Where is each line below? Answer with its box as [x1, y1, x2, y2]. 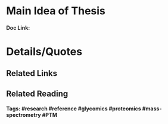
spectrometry [6, 112, 41, 119]
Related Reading [6, 88, 69, 98]
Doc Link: [6, 24, 30, 31]
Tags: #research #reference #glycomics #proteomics [6, 105, 141, 112]
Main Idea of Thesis [6, 4, 106, 18]
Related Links [6, 68, 58, 78]
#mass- [142, 105, 162, 112]
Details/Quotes [6, 44, 82, 58]
